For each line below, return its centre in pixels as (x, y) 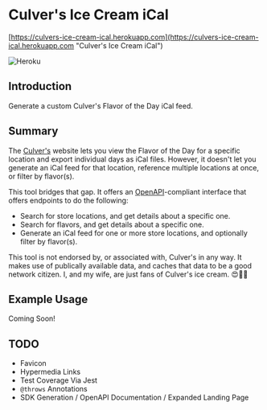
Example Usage (48, 299)
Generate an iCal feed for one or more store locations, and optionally (133, 233)
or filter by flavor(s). (41, 176)
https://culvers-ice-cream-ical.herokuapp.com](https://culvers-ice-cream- (135, 37)
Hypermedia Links (50, 372)
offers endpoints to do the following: (68, 200)
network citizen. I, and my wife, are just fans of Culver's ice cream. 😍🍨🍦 (128, 274)
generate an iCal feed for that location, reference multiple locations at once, (134, 167)
